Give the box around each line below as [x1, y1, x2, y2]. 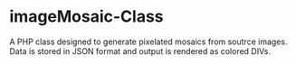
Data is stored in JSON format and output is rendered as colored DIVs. [9, 45, 272, 56]
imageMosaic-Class [9, 6, 165, 27]
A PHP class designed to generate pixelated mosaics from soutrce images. [9, 36, 288, 47]
